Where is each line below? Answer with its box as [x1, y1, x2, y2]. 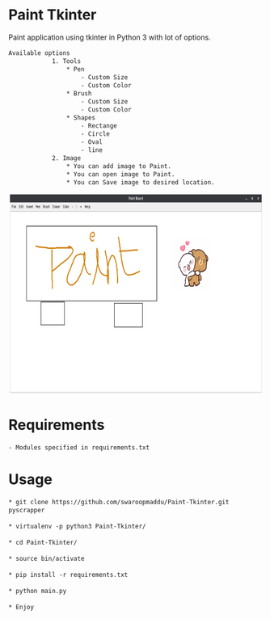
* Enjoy [8, 603, 35, 611]
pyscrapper [8, 506, 45, 514]
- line [80, 145, 103, 154]
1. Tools [51, 57, 82, 65]
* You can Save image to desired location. [65, 178, 216, 187]
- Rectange [80, 121, 117, 130]
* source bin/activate [8, 554, 85, 562]
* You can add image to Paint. [65, 162, 172, 171]
